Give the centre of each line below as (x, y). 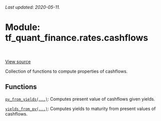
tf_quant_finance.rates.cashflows (77, 38)
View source (18, 61)
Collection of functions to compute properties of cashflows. (67, 71)
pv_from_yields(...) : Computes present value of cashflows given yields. (80, 99)
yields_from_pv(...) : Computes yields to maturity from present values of (80, 109)
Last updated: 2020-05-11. (33, 7)
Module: (23, 27)
